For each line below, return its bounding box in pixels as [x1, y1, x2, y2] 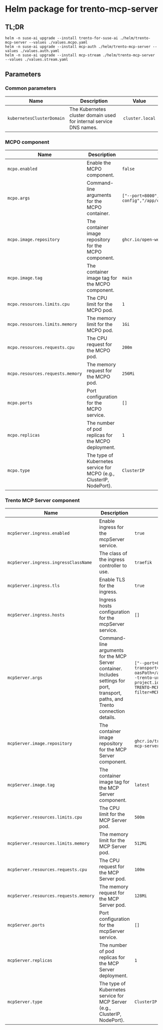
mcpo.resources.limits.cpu [7, 301, 70, 307]
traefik [134, 560, 152, 565]
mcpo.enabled [7, 166, 38, 172]
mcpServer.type [7, 999, 43, 1005]
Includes [99, 671, 119, 678]
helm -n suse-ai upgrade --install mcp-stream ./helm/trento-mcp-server [5, 53, 155, 58]
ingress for [99, 524, 124, 531]
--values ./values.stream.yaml [5, 57, 68, 62]
